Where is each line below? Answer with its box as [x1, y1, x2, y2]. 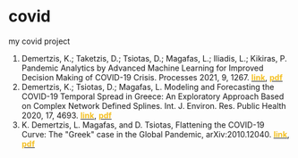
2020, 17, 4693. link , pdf [21, 110, 113, 121]
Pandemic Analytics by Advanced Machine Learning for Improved [21, 62, 264, 73]
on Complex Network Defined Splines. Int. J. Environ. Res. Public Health [21, 100, 287, 111]
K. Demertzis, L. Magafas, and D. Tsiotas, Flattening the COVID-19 [21, 119, 265, 130]
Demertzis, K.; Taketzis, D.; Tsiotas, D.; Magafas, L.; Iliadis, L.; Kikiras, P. [21, 53, 287, 63]
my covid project [8, 36, 71, 46]
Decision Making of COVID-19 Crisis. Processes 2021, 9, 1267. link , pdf [21, 71, 284, 82]
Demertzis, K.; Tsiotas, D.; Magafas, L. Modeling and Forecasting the [21, 81, 275, 92]
